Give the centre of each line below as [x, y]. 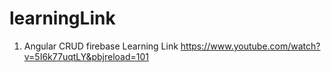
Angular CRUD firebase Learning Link [101, 46]
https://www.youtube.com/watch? [250, 46]
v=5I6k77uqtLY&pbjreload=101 [86, 56]
